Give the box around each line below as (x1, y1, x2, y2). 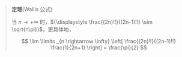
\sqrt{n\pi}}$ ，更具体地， (11, 26, 74, 33)
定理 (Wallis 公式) (11, 6, 53, 12)
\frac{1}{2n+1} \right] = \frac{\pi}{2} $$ (50, 44, 148, 51)
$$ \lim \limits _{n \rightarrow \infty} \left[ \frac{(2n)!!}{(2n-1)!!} (21, 38, 177, 45)
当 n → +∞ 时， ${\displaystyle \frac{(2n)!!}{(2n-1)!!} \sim (11, 18, 153, 26)
